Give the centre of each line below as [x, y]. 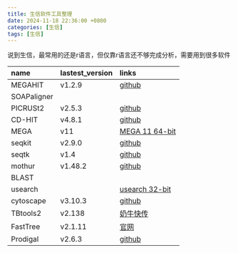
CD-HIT [25, 120]
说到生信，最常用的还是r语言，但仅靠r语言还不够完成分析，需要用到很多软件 [119, 55]
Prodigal [25, 239]
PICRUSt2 [28, 108]
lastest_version [86, 73]
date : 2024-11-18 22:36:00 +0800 [57, 21]
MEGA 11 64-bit [148, 131]
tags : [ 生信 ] [26, 34]
